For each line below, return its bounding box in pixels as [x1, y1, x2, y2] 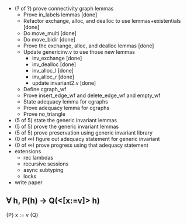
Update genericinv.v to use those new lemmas [23, 49, 136, 55]
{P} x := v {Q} [6, 211, 39, 218]
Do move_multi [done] [23, 30, 77, 37]
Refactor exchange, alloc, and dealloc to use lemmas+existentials [23, 18, 181, 24]
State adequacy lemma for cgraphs [23, 98, 108, 105]
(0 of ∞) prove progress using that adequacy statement [14, 142, 148, 149]
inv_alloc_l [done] [32, 67, 74, 74]
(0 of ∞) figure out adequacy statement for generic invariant [14, 136, 160, 142]
